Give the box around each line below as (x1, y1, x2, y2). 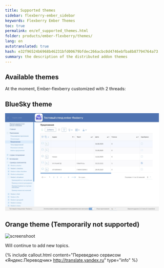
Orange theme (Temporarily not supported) (5, 220, 140, 228)
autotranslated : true (5, 44, 49, 49)
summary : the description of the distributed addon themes (5, 54, 128, 59)
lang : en (5, 39, 23, 44)
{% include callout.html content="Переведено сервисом (5, 252, 121, 258)
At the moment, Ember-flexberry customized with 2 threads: (5, 86, 126, 92)
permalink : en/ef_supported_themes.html (5, 28, 89, 34)
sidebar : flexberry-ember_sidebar (5, 13, 76, 18)
